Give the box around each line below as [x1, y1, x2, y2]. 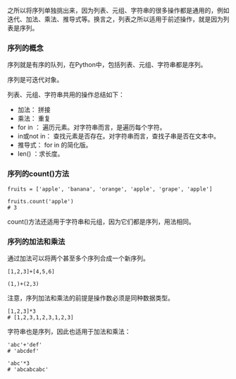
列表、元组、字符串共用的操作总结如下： [7, 90, 125, 99]
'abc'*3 [7, 359, 30, 367]
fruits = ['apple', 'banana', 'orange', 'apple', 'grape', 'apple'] [7, 186, 213, 193]
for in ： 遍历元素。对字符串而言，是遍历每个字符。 [17, 123, 166, 132]
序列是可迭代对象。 [7, 76, 63, 84]
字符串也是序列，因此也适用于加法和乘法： [7, 327, 131, 335]
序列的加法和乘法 [7, 236, 66, 246]
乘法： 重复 [17, 114, 51, 123]
